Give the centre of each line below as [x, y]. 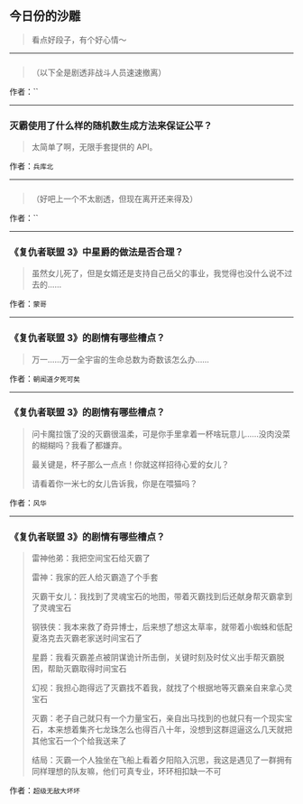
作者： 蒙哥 [28, 304]
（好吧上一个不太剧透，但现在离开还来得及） [115, 199]
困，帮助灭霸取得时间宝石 [79, 669]
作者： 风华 [28, 503]
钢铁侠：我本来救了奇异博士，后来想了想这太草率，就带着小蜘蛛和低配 [162, 627]
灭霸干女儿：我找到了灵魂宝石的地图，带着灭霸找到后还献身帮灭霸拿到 [162, 596]
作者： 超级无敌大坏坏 [45, 790]
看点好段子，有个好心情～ [79, 40]
